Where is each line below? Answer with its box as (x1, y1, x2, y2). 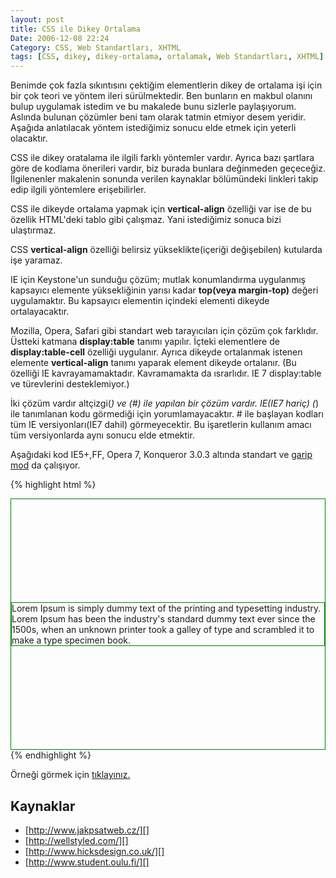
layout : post (10, 14, 65, 25)
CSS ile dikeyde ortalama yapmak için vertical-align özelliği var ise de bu (10, 203, 312, 215)
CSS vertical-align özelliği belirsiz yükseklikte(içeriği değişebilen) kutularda (10, 244, 323, 256)
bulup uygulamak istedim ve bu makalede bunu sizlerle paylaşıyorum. (10, 101, 297, 113)
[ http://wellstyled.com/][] (24, 834, 129, 846)
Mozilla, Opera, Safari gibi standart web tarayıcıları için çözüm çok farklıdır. (10, 325, 319, 337)
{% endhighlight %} (10, 749, 92, 761)
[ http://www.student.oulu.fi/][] (24, 856, 150, 868)
